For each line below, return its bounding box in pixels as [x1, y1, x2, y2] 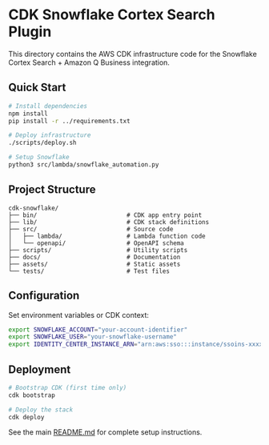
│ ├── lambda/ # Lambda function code [8, 232, 206, 240]
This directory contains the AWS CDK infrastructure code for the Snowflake [8, 49, 258, 58]
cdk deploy [8, 413, 45, 421]
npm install [8, 110, 48, 118]
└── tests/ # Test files [8, 267, 171, 275]
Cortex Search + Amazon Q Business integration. [8, 58, 171, 67]
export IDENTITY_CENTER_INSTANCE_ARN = [8, 340, 138, 349]
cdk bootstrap [8, 391, 56, 399]
